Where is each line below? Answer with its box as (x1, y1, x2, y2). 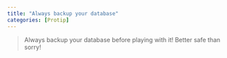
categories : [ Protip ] (7, 17, 70, 23)
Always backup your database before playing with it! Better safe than (23, 35, 221, 43)
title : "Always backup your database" (7, 10, 119, 17)
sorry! (23, 43, 41, 51)
